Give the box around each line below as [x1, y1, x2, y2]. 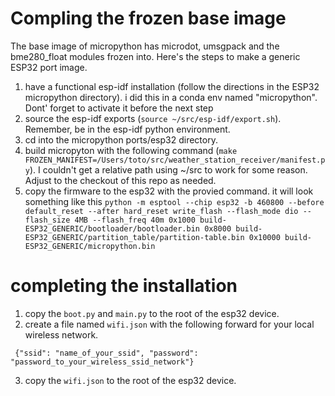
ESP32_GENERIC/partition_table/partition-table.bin [24, 232, 245, 242]
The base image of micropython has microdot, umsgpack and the [10, 40, 280, 52]
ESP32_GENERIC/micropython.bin [24, 241, 156, 251]
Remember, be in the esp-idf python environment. [24, 123, 231, 135]
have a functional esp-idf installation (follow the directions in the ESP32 [24, 80, 320, 92]
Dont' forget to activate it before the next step [24, 102, 214, 114]
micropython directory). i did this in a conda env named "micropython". [24, 91, 318, 103]
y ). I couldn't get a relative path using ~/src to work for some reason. [24, 163, 308, 176]
